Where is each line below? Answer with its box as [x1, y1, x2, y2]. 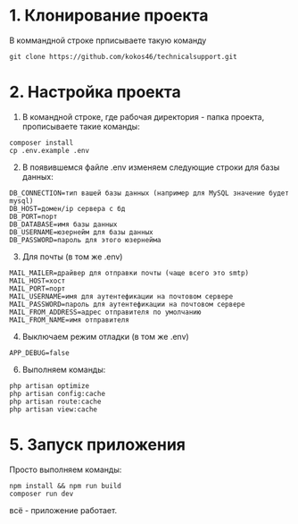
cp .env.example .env [9, 146, 90, 155]
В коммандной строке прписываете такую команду [9, 35, 207, 46]
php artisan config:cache [9, 389, 105, 398]
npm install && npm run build [9, 481, 122, 490]
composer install [9, 138, 74, 148]
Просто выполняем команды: [9, 464, 122, 475]
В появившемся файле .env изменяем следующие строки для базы [21, 162, 280, 173]
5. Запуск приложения [9, 435, 186, 455]
